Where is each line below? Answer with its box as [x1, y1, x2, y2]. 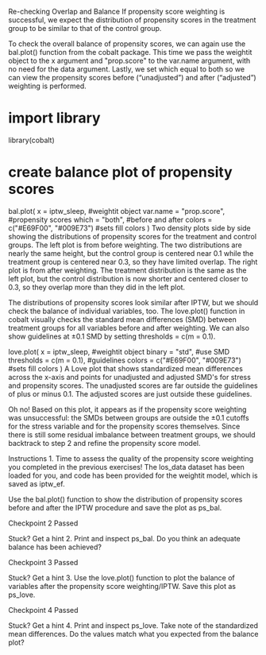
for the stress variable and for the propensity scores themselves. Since [8, 421, 241, 431]
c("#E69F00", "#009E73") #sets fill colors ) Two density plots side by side [8, 223, 252, 233]
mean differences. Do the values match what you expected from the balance [8, 629, 259, 638]
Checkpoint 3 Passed [8, 557, 79, 567]
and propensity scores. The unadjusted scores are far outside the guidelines [8, 381, 258, 390]
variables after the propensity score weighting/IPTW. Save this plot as [8, 581, 237, 591]
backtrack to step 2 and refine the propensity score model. [8, 438, 201, 448]
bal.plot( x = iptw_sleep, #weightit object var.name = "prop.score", [8, 206, 226, 215]
